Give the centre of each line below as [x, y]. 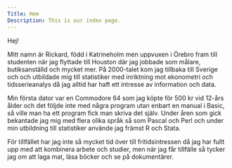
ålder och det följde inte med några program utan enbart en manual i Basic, [116, 105]
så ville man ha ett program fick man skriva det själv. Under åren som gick [115, 113]
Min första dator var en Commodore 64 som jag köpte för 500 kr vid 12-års [116, 98]
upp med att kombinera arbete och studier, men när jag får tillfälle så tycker [116, 149]
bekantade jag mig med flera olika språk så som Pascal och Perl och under [116, 120]
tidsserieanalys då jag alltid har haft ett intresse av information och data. [112, 84]
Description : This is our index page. [64, 20]
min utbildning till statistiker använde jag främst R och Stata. [94, 128]
